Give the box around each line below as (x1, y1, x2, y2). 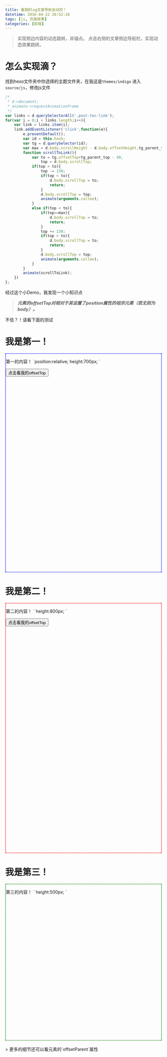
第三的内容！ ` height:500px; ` (5, 889, 67, 895)
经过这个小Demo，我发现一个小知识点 (5, 289, 83, 295)
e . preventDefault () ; (23, 132, 66, 137)
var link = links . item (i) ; (14, 123, 70, 128)
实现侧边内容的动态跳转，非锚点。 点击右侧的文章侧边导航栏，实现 (17, 35, 154, 41)
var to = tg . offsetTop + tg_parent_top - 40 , (31, 155, 123, 160)
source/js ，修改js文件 (5, 85, 51, 91)
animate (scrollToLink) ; (23, 270, 72, 275)
